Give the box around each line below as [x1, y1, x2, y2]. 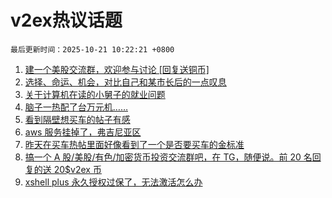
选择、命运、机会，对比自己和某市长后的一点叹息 [24, 76, 227, 88]
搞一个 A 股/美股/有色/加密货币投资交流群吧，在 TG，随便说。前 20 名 [24, 151, 313, 163]
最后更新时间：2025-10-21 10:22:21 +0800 [10, 44, 175, 55]
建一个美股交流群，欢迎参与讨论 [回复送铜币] [24, 63, 210, 75]
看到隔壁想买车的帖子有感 [24, 113, 131, 125]
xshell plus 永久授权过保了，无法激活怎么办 [24, 176, 203, 188]
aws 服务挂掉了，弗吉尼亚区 [24, 126, 142, 138]
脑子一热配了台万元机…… [24, 101, 128, 113]
